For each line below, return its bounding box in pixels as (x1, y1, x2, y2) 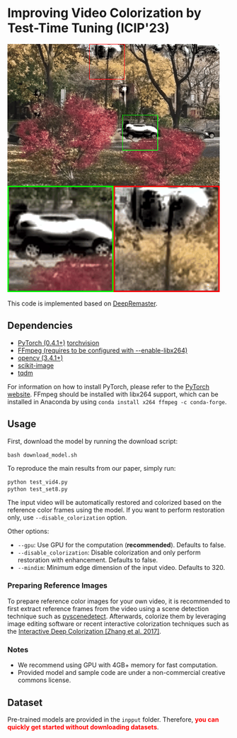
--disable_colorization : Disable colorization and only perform (17, 548, 201, 557)
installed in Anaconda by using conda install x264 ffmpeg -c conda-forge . (7, 397, 227, 406)
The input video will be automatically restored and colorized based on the (7, 498, 221, 506)
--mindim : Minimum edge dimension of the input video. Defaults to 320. (17, 563, 226, 571)
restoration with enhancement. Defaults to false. (17, 555, 158, 564)
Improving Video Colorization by (7, 5, 202, 21)
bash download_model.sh (7, 452, 78, 459)
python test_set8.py (7, 486, 69, 493)
